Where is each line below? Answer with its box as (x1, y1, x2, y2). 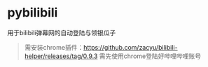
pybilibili (7, 5, 58, 21)
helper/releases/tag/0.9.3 (24, 52, 98, 60)
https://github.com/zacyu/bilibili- (83, 43, 178, 51)
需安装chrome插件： (24, 43, 84, 51)
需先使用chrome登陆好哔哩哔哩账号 (99, 52, 202, 60)
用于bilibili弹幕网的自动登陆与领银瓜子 (7, 28, 116, 37)
